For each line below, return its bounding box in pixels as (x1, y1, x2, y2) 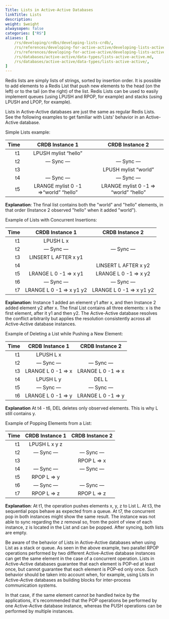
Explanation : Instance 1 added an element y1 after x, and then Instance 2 (5, 300, 156, 306)
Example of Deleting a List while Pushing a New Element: (5, 331, 123, 337)
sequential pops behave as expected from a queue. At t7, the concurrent (5, 508, 155, 515)
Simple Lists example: (5, 129, 50, 135)
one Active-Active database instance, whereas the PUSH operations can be (5, 603, 162, 609)
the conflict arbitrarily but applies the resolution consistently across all (5, 316, 151, 322)
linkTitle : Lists (5, 12, 42, 17)
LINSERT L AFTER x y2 (96, 262, 150, 269)
